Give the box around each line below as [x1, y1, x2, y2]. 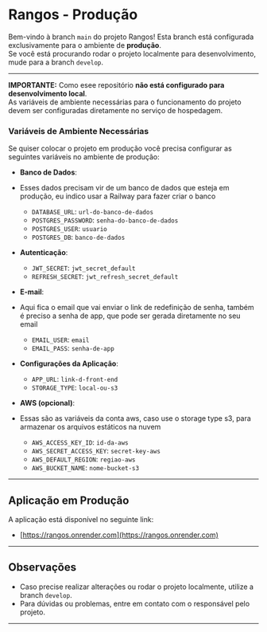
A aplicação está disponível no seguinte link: [8, 515, 154, 524]
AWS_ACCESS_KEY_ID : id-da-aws [31, 438, 129, 447]
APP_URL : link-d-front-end [31, 375, 118, 384]
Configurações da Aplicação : [19, 359, 119, 368]
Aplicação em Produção [8, 493, 130, 507]
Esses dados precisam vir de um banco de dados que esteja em [19, 183, 230, 193]
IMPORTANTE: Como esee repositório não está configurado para [8, 80, 225, 89]
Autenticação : [19, 248, 68, 257]
